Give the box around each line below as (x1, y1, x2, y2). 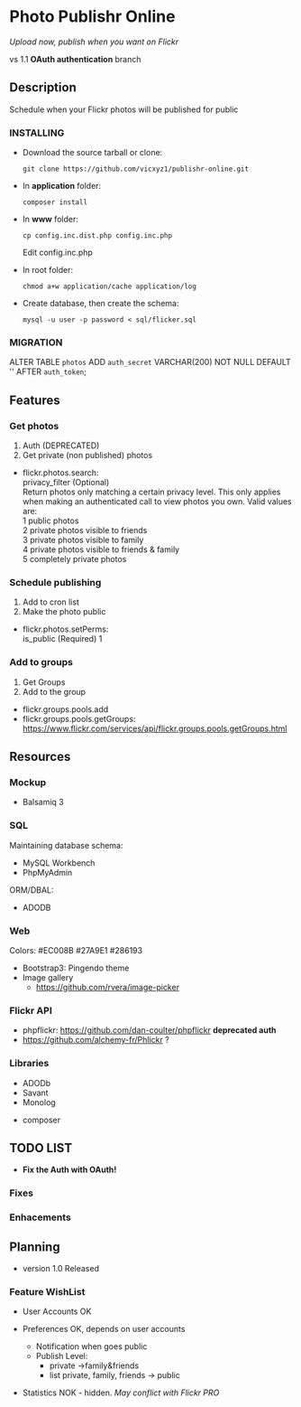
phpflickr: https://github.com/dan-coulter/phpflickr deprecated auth (22, 1025, 277, 1036)
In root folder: (22, 265, 74, 276)
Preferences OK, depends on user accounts (22, 1324, 186, 1335)
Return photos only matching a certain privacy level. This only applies (22, 486, 281, 498)
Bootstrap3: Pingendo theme (22, 962, 130, 973)
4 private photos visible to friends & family (22, 544, 180, 555)
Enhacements (9, 1211, 72, 1224)
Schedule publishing (9, 576, 102, 588)
